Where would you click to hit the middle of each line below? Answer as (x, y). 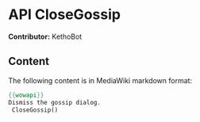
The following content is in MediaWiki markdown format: (100, 80)
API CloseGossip (65, 15)
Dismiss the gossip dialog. (55, 102)
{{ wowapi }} (26, 95)
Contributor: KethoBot (45, 36)
